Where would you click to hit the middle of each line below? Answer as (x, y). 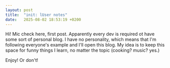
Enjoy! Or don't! (22, 60)
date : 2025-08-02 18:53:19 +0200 (43, 19)
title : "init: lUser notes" (36, 15)
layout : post (19, 10)
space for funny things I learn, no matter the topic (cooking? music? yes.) (82, 50)
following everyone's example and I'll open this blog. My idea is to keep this (85, 45)
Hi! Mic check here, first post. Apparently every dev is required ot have (80, 34)
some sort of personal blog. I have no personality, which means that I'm (81, 39)
